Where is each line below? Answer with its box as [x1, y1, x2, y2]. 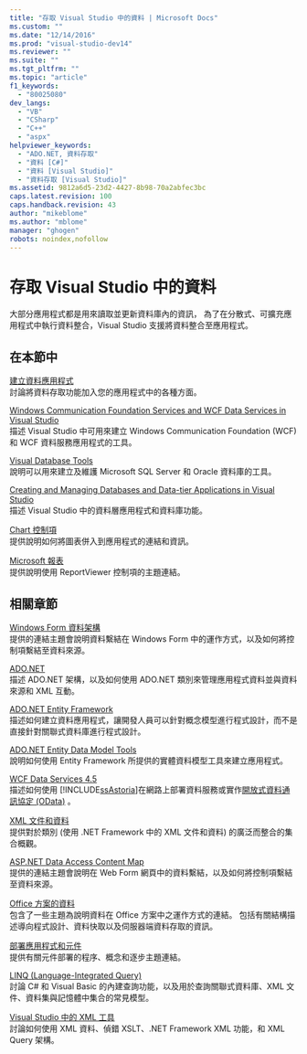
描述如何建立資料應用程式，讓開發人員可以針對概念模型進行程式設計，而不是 [9, 714, 298, 725]
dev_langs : [9, 98, 51, 108]
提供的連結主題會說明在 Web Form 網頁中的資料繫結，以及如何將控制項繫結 [9, 867, 293, 878]
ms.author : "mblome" [9, 217, 89, 227]
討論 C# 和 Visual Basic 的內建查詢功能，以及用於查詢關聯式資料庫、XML [9, 980, 285, 992]
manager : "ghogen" [9, 226, 79, 235]
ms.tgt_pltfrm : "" [9, 65, 79, 74]
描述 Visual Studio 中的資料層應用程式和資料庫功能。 [9, 505, 207, 516]
